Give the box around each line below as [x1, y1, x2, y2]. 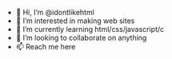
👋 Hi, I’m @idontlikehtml [15, 8, 94, 17]
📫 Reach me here [15, 42, 76, 51]
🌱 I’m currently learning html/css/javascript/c [15, 25, 165, 33]
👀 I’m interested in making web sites [15, 16, 135, 26]
